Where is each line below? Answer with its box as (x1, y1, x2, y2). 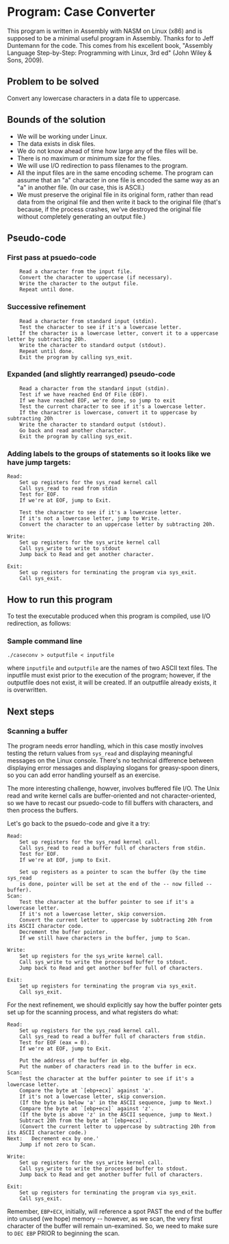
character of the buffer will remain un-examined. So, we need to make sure (7, 1221, 219, 1230)
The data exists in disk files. (16, 139, 96, 147)
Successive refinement (7, 302, 86, 312)
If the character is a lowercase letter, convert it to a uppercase (19, 330, 219, 337)
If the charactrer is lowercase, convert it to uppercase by (19, 409, 197, 416)
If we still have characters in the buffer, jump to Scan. (19, 934, 191, 942)
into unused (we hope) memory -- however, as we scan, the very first (7, 1215, 203, 1223)
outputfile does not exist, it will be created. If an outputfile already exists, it (7, 678, 217, 686)
